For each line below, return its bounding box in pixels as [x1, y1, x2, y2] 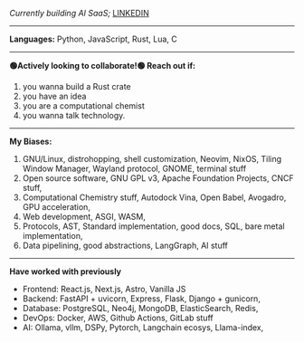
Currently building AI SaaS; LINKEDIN [9, 8, 149, 18]
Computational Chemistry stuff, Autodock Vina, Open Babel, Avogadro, [22, 192, 287, 203]
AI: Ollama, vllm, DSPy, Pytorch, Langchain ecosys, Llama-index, [22, 322, 264, 333]
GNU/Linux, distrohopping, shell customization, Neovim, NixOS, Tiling [22, 154, 282, 164]
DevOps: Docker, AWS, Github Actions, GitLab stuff [22, 312, 214, 323]
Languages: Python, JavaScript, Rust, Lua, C [9, 33, 178, 44]
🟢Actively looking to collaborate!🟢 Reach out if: [9, 61, 196, 71]
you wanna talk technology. [22, 110, 126, 120]
